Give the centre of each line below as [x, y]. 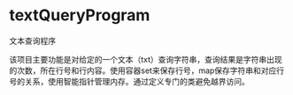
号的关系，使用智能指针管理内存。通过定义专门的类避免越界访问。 [129, 81]
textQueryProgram [80, 15]
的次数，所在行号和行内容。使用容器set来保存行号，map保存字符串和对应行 [147, 70]
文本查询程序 [32, 40]
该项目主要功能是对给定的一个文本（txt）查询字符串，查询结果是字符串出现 [146, 59]
